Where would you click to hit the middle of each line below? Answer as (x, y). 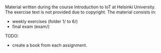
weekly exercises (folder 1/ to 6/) (45, 21)
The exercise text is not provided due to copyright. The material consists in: (81, 12)
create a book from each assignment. (50, 45)
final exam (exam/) (31, 26)
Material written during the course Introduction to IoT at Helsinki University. (80, 7)
